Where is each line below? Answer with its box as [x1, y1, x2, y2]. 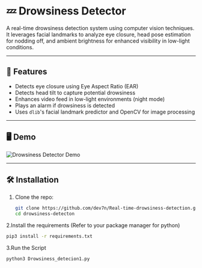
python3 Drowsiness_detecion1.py [6, 256, 90, 262]
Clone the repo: [14, 193, 54, 201]
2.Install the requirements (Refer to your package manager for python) [6, 222, 180, 229]
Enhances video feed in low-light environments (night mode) [14, 95, 165, 103]
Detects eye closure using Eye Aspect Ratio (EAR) [14, 82, 139, 90]
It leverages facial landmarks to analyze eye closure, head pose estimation [6, 31, 191, 38]
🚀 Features [6, 67, 47, 77]
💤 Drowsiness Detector [6, 4, 126, 18]
